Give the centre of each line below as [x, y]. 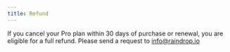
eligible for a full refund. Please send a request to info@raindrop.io [104, 41]
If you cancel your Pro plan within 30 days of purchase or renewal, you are [115, 33]
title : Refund [28, 14]
